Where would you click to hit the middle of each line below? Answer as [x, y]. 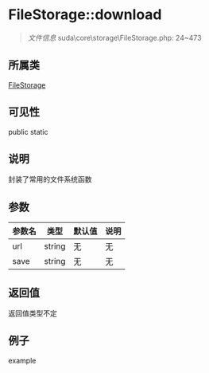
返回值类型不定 [33, 313]
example [22, 360]
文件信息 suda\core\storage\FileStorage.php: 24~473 [114, 37]
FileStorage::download [85, 15]
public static [29, 132]
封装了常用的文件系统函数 [50, 179]
